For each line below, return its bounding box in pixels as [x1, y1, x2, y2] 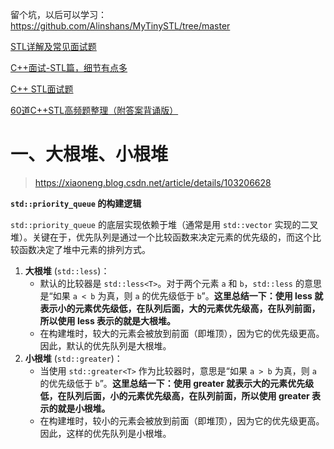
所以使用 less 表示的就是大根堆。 [39, 314, 177, 327]
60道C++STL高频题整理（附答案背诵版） [10, 104, 179, 116]
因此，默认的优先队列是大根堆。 [39, 339, 172, 352]
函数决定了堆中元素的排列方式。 [18, 243, 151, 255]
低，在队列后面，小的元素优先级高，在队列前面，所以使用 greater [39, 389, 310, 402]
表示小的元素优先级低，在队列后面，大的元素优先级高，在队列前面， [39, 302, 321, 314]
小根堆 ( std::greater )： [24, 352, 123, 364]
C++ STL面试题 [10, 83, 74, 95]
